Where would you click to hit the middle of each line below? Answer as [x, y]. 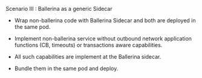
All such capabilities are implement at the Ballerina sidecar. [88, 57]
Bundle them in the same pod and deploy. [66, 68]
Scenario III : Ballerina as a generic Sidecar [59, 9]
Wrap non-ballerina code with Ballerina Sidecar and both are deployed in [105, 20]
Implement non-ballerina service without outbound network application [103, 38]
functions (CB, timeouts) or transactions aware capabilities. [88, 45]
